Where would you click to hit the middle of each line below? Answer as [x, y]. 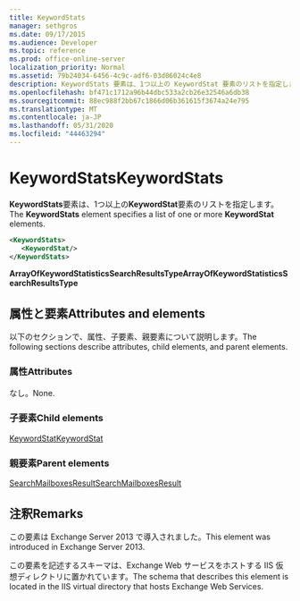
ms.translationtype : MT [54, 109]
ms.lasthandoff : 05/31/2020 [62, 126]
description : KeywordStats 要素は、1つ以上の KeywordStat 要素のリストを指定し [149, 84]
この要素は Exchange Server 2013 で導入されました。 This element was [140, 537]
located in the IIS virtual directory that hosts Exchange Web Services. [137, 586]
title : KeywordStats [48, 17]
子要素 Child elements [57, 419]
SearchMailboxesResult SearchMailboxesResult [96, 483]
